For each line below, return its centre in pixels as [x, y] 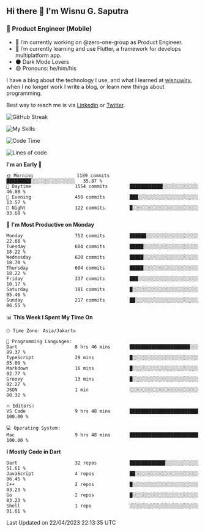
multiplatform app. [38, 55]
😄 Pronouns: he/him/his [46, 68]
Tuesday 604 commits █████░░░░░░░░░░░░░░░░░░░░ [102, 246]
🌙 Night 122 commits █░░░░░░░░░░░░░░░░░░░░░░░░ [102, 208]
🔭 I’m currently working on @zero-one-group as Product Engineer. [99, 42]
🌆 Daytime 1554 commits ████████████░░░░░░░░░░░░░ [102, 186]
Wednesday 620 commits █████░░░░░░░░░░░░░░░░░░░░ [102, 257]
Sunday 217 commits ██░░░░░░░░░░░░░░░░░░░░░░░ [102, 300]
